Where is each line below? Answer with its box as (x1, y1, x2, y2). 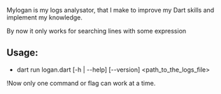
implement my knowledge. (6, 13, 83, 22)
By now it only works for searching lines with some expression (6, 27, 187, 35)
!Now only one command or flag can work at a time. (6, 79, 156, 87)
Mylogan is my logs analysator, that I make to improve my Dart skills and (6, 6, 215, 14)
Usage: (6, 47, 39, 58)
